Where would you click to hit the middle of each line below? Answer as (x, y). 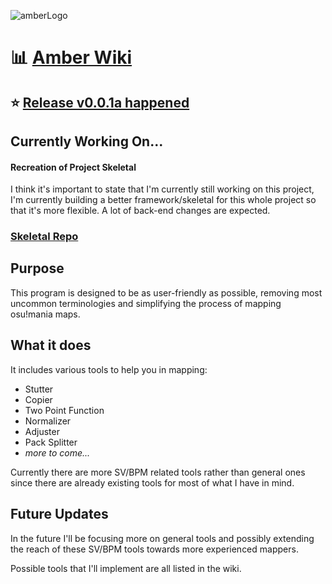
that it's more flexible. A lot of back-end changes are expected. (140, 211)
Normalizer (48, 421)
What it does (51, 345)
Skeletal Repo (44, 237)
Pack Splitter (51, 442)
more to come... (57, 452)
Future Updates (59, 514)
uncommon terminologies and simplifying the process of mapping (146, 303)
